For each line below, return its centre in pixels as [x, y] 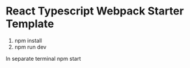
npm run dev [30, 47]
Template [30, 24]
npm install [28, 40]
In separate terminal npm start [43, 58]
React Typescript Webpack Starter [95, 11]
